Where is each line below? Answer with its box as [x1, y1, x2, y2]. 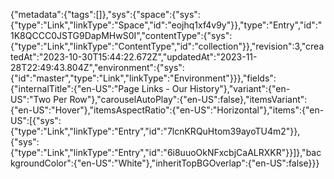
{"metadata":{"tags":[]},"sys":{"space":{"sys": [10, 9, 201, 20]
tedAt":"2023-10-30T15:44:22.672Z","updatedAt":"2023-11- [10, 51, 258, 63]
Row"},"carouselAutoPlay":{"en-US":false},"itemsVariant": [69, 94, 308, 105]
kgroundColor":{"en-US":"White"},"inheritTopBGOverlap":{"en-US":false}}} [10, 157, 320, 169]
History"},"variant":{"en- [189, 83, 291, 94]
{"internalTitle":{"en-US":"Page [10, 83, 140, 94]
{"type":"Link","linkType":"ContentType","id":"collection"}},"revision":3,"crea [10, 40, 325, 52]
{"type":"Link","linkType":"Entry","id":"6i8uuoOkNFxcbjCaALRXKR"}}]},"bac [10, 147, 322, 158]
